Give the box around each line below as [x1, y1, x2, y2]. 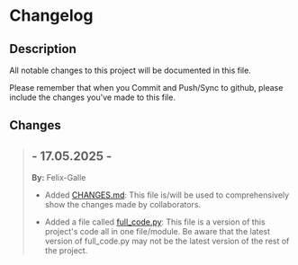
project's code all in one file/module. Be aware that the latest [44, 226, 271, 237]
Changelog [9, 5, 94, 26]
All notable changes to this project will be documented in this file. [9, 65, 252, 75]
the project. [44, 245, 88, 256]
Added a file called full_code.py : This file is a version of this [44, 216, 266, 227]
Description [9, 41, 77, 57]
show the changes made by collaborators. [44, 199, 201, 210]
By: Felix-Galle [31, 172, 86, 183]
